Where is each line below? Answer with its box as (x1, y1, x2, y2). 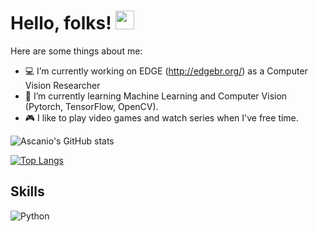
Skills (10, 183, 45, 200)
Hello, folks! (10, 12, 112, 35)
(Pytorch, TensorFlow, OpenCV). (24, 100, 159, 112)
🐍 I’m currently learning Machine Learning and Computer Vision (24, 90, 288, 102)
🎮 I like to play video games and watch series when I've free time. (24, 111, 299, 124)
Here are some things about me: (10, 45, 143, 57)
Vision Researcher (24, 79, 101, 91)
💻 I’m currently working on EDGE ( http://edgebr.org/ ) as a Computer (24, 65, 308, 77)
